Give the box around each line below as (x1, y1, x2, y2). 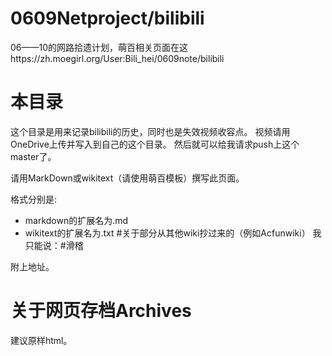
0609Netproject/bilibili (10, 7, 205, 30)
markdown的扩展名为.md (24, 214, 129, 226)
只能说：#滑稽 (24, 239, 84, 251)
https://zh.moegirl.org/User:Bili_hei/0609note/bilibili (10, 52, 225, 64)
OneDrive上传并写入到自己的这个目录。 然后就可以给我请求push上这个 (10, 138, 300, 150)
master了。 (10, 150, 57, 162)
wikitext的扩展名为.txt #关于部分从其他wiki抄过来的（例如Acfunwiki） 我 (24, 227, 322, 239)
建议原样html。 (10, 334, 73, 346)
